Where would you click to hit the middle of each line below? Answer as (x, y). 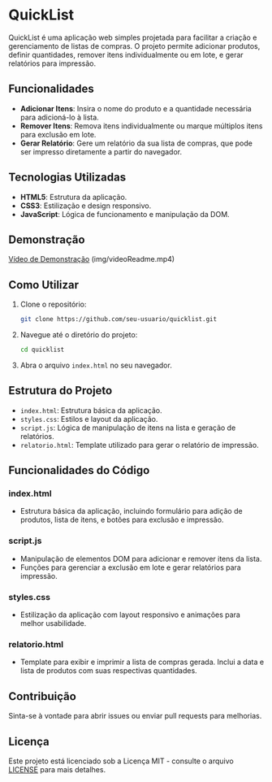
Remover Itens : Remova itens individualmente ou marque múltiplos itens (141, 126)
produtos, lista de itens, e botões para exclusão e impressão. (122, 520)
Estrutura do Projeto (60, 391)
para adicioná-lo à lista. (59, 117)
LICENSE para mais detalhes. (57, 769)
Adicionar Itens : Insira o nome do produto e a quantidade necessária (136, 108)
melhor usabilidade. (53, 623)
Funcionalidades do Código (79, 470)
